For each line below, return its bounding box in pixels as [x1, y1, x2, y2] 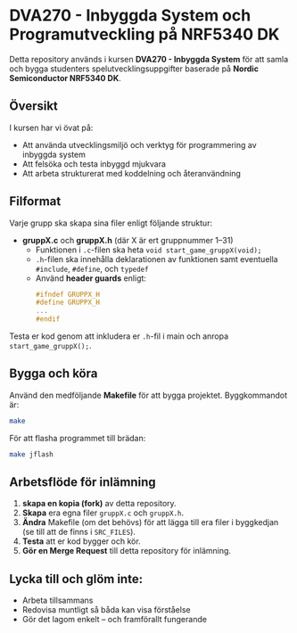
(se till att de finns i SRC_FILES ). [21, 527, 136, 538]
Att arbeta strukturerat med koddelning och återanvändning [21, 168, 241, 178]
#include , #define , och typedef [35, 263, 149, 274]
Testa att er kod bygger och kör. [21, 536, 141, 547]
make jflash [9, 449, 54, 459]
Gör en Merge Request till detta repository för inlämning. [21, 546, 232, 556]
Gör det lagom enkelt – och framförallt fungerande [21, 614, 208, 625]
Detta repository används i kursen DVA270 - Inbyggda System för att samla [9, 53, 289, 64]
